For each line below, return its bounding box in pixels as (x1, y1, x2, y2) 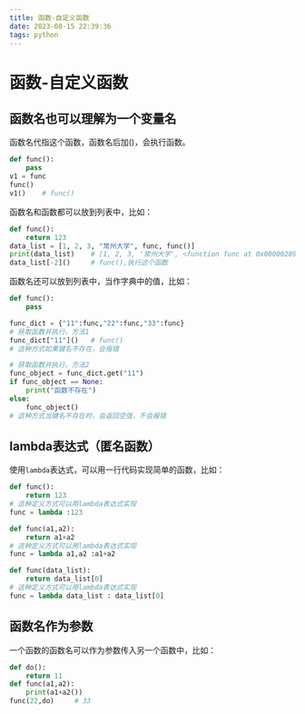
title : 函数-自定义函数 (9, 13, 90, 23)
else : (9, 394, 30, 403)
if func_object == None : (9, 378, 103, 387)
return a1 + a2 (25, 532, 75, 541)
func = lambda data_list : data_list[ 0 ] (9, 591, 165, 600)
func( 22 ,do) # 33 (9, 697, 92, 706)
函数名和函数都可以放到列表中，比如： (9, 206, 152, 217)
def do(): (9, 662, 47, 672)
